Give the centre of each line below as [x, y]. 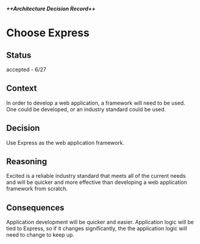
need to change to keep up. [40, 235]
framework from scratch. [37, 189]
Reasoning [27, 162]
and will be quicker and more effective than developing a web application [97, 182]
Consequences [35, 208]
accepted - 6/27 [26, 69]
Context [22, 89]
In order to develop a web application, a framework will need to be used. [96, 103]
